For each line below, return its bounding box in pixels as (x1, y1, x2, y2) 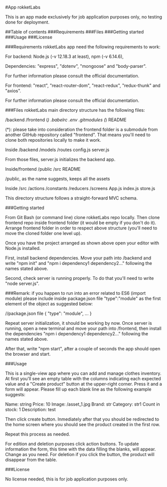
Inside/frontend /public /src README (5, 166, 81, 172)
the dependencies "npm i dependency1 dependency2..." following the (5, 331, 149, 336)
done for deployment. (5, 19, 50, 25)
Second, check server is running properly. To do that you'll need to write (5, 275, 154, 281)
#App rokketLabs (5, 4, 41, 10)
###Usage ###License (5, 34, 52, 40)
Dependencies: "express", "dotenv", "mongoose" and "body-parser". (5, 63, 147, 69)
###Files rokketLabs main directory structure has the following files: (5, 107, 146, 113)
